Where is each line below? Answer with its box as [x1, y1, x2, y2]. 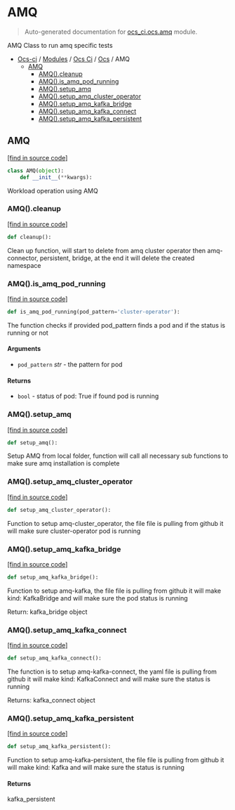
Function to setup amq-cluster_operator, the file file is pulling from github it [7, 519, 224, 527]
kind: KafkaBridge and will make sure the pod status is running [7, 593, 188, 602]
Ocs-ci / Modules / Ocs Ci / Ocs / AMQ [17, 54, 130, 63]
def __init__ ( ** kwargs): [20, 174, 93, 181]
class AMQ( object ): [7, 167, 65, 174]
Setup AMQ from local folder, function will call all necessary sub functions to [7, 451, 229, 461]
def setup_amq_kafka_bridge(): [7, 574, 99, 581]
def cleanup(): [7, 233, 52, 240]
